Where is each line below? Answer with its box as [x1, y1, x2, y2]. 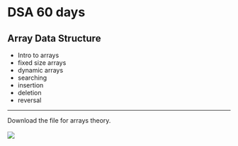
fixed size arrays [17, 59, 67, 67]
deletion [17, 89, 42, 97]
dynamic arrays [17, 66, 64, 74]
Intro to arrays [17, 51, 59, 59]
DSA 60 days [7, 4, 86, 20]
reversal [17, 96, 42, 104]
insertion [17, 81, 44, 89]
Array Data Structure [7, 32, 101, 44]
